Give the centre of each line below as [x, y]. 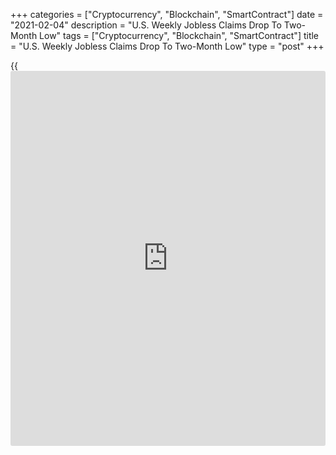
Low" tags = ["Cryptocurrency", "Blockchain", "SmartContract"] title [179, 35]
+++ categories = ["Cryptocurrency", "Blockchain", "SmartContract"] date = [167, 14]
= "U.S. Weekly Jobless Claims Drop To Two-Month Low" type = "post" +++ [167, 46]
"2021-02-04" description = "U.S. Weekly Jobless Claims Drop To [146, 25]
